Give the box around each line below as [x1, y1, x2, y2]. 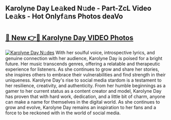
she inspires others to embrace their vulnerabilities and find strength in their [5, 72, 166, 77]
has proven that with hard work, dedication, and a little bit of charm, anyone [5, 93, 165, 99]
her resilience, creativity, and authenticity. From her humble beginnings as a [5, 83, 166, 89]
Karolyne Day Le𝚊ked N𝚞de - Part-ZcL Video [5, 4, 151, 13]
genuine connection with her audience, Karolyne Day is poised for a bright [5, 55, 163, 61]
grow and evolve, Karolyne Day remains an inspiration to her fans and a [5, 105, 157, 110]
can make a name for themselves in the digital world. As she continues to [5, 99, 160, 105]
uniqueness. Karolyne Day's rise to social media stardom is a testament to [5, 77, 162, 83]
